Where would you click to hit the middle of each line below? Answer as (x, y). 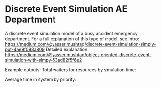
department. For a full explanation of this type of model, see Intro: (72, 39)
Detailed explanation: (67, 49)
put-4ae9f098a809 (25, 49)
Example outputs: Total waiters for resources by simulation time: (71, 69)
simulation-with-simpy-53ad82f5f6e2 (44, 60)
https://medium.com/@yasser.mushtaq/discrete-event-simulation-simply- (80, 44)
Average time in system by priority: (41, 79)
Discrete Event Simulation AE (66, 9)
